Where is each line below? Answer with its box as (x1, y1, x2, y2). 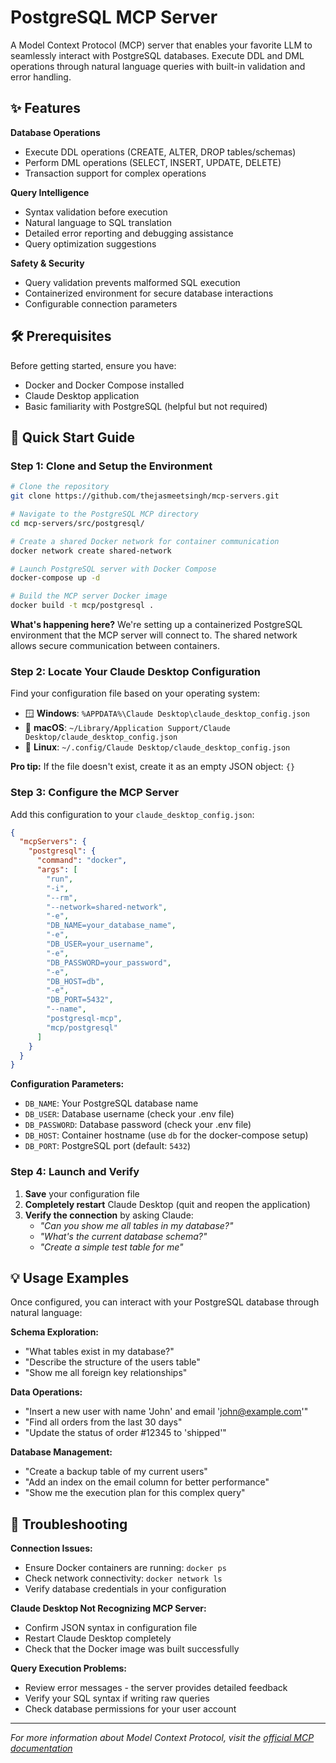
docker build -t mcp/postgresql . (10, 601, 155, 611)
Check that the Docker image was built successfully (24, 1643, 240, 1655)
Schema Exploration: (10, 1326, 100, 1338)
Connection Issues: (10, 1542, 93, 1555)
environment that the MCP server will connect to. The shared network (10, 629, 298, 641)
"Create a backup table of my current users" (24, 1466, 208, 1478)
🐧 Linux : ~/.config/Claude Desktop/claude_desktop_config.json (24, 741, 291, 753)
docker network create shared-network (10, 546, 172, 556)
